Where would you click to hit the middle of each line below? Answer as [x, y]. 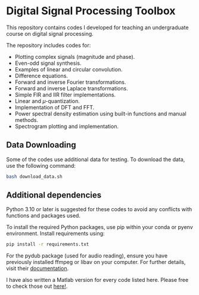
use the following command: [41, 165]
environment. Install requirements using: [56, 234]
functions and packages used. [43, 216]
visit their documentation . [38, 268]
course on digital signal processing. [50, 33]
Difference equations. [41, 76]
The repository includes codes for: [49, 45]
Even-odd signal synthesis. [48, 63]
